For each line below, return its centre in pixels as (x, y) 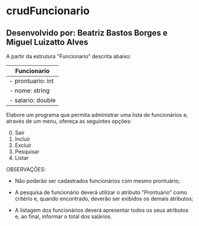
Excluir (23, 145)
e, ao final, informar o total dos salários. (63, 217)
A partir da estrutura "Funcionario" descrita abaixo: (69, 56)
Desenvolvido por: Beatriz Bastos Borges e (87, 33)
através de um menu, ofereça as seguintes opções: (69, 121)
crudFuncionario (48, 11)
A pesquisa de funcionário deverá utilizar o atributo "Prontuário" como (101, 192)
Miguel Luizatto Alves (47, 42)
